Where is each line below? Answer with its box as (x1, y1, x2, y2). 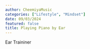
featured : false (5, 21, 39, 26)
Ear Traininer (5, 39, 31, 45)
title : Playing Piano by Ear (5, 26, 66, 31)
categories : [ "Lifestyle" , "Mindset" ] (5, 12, 86, 17)
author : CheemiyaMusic (5, 7, 52, 12)
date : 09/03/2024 (5, 16, 41, 21)
